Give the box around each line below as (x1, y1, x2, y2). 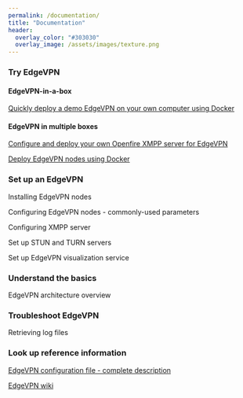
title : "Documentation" (8, 19, 86, 27)
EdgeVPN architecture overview (8, 290, 111, 300)
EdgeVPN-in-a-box (8, 86, 72, 95)
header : (8, 26, 34, 34)
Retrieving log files (8, 328, 69, 337)
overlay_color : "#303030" (15, 33, 100, 42)
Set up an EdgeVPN (8, 174, 84, 185)
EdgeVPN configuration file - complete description (8, 365, 171, 374)
